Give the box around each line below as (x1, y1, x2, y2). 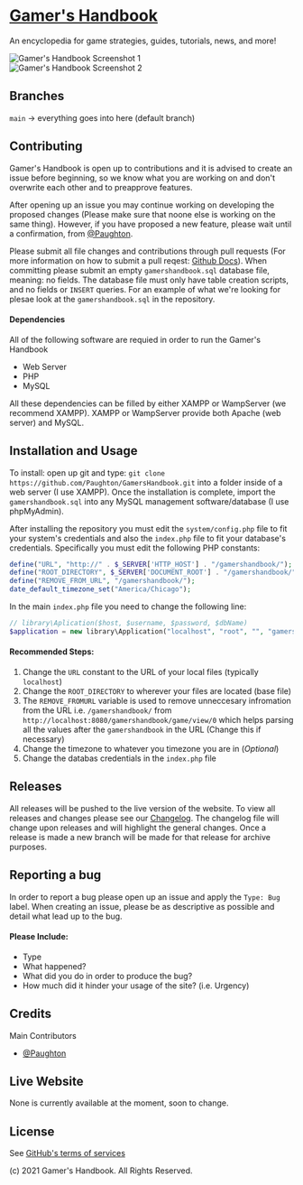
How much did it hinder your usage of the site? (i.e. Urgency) (22, 980, 250, 991)
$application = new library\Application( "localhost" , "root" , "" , (9, 626, 264, 636)
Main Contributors (9, 1030, 77, 1041)
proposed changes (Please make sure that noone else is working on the (9, 208, 277, 219)
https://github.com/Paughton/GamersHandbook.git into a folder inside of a (9, 477, 283, 487)
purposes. (9, 841, 48, 852)
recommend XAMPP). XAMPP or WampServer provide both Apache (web (9, 407, 281, 418)
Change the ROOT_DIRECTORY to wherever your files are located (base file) (22, 686, 291, 697)
